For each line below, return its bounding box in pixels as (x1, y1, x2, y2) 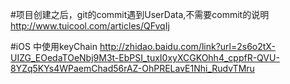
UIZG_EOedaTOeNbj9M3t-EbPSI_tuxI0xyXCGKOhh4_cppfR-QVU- (10, 52, 280, 63)
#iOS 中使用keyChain (10, 41, 98, 52)
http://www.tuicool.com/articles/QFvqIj (10, 20, 170, 32)
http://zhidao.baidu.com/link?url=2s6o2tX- (99, 41, 276, 52)
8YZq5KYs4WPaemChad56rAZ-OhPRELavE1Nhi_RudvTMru (10, 63, 255, 74)
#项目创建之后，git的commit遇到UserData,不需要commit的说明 (10, 9, 270, 20)
